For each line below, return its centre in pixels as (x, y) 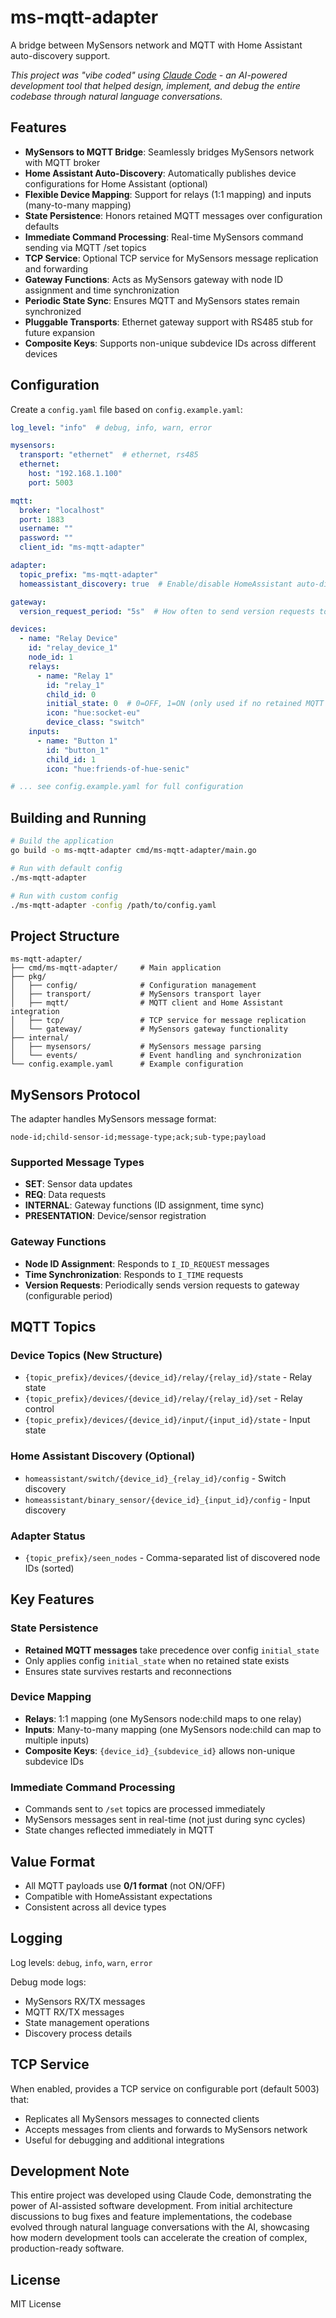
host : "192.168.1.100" (75, 474)
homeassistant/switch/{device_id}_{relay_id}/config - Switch (155, 1478)
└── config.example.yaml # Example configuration (127, 1064)
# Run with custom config (64, 896)
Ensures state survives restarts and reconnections (128, 1671)
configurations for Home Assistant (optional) (116, 183)
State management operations (87, 2022)
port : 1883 (42, 519)
